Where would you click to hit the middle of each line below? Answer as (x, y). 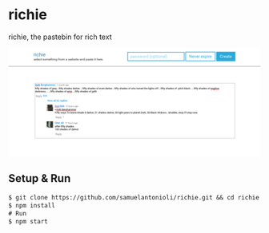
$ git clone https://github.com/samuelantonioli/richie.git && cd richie (134, 198)
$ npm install (32, 206)
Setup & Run (40, 178)
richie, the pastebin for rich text (60, 37)
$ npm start (28, 222)
